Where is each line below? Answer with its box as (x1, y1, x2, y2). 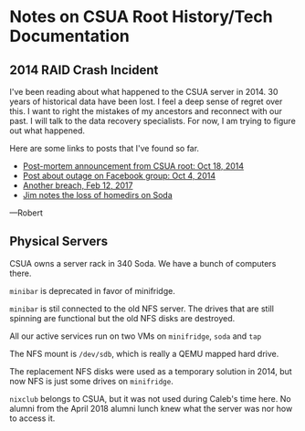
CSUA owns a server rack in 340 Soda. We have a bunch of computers (9, 258, 277, 268)
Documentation (9, 26, 131, 47)
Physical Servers (9, 234, 109, 249)
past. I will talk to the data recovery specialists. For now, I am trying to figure (9, 116, 297, 126)
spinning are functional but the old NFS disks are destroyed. (9, 312, 236, 323)
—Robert (9, 207, 44, 218)
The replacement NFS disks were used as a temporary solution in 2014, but (9, 365, 292, 376)
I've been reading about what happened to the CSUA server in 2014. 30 (9, 87, 279, 97)
